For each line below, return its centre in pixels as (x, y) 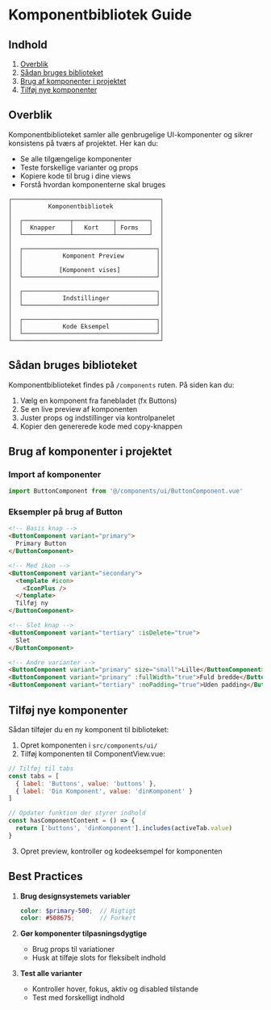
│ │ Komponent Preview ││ (86, 256)
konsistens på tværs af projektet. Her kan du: (83, 143)
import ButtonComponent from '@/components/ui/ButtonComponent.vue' (126, 491)
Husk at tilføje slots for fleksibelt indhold (99, 958)
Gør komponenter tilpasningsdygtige (83, 933)
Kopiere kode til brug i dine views (75, 176)
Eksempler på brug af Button (66, 512)
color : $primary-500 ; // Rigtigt (78, 911)
